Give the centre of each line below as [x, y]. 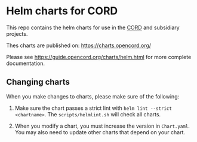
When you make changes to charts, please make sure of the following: [93, 96]
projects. [17, 33]
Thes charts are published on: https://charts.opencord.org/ [79, 45]
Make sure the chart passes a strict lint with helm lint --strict [93, 108]
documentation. [26, 63]
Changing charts [38, 82]
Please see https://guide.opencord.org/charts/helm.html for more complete [99, 57]
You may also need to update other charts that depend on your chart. [100, 132]
